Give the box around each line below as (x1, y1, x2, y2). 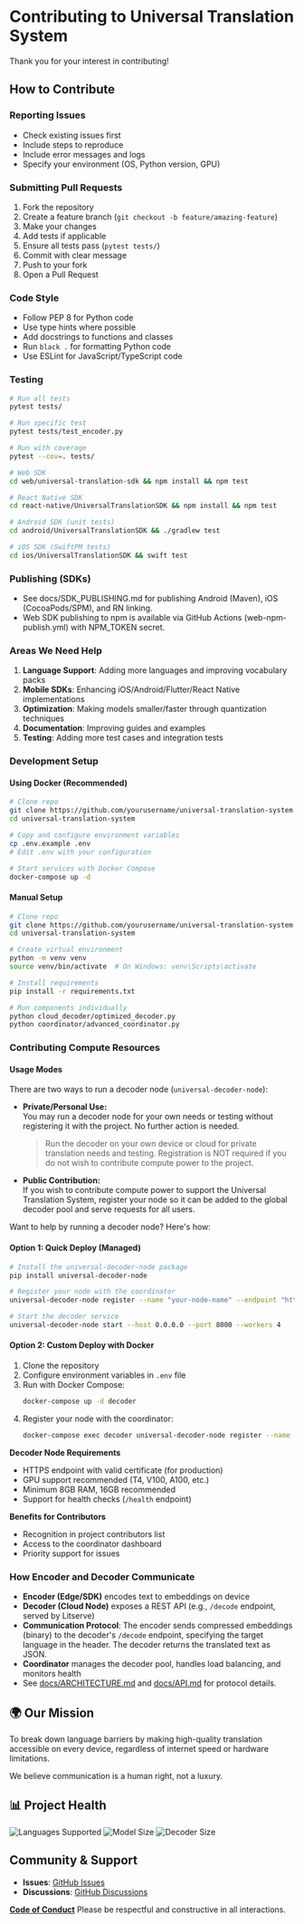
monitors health (22, 1669, 81, 1679)
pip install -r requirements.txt (9, 986, 136, 996)
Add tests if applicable (22, 230, 107, 241)
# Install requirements (9, 978, 100, 987)
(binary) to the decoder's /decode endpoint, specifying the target (22, 1630, 264, 1640)
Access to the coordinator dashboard (22, 1538, 162, 1549)
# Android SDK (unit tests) (9, 518, 116, 527)
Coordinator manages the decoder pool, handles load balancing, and (22, 1659, 281, 1669)
